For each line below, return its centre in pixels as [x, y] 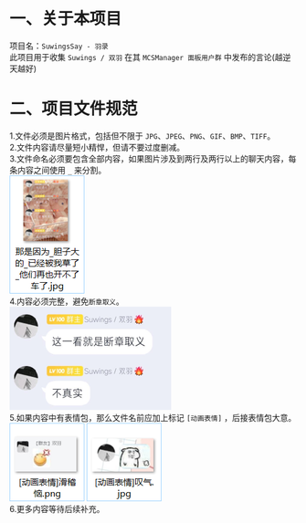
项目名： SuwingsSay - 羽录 [59, 46]
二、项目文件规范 [74, 109]
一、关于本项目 [66, 19]
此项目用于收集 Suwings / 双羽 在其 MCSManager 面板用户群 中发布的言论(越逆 [150, 57]
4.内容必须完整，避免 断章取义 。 [67, 301]
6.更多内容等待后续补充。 [57, 508]
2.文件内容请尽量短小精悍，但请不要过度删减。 [97, 147]
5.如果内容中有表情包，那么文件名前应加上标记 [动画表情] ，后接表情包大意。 [153, 417]
